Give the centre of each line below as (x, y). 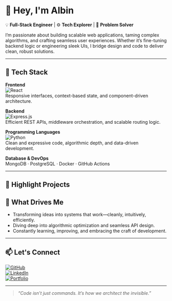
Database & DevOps (27, 158)
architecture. (19, 101)
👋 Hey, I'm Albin (40, 11)
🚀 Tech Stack (27, 72)
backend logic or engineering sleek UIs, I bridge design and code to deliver (84, 46)
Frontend (15, 85)
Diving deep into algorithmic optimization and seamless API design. (84, 225)
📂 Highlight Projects (38, 185)
